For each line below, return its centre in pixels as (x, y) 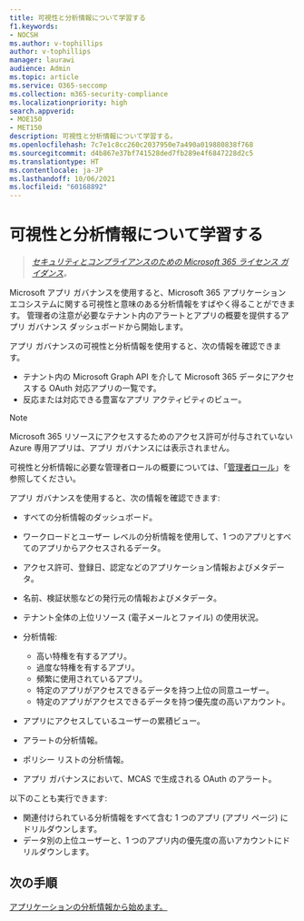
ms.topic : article (44, 77)
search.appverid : (42, 111)
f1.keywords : (34, 26)
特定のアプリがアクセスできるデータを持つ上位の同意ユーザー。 (155, 690)
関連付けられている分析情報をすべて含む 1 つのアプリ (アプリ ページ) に (155, 818)
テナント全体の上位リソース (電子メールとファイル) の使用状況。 (143, 617)
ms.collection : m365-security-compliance (89, 94)
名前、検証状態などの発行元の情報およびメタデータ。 (122, 598)
